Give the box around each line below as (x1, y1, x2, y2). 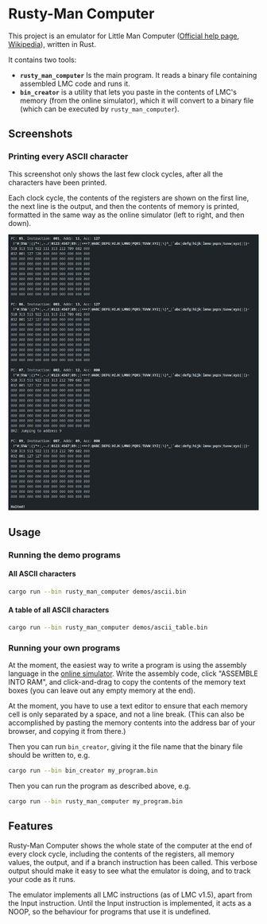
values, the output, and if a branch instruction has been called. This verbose (8, 857, 258, 867)
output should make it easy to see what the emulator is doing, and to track (8, 866, 251, 875)
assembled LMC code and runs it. (19, 79, 131, 88)
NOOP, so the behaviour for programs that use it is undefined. (8, 907, 211, 916)
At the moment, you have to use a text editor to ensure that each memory (8, 701, 248, 711)
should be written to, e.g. (8, 751, 91, 760)
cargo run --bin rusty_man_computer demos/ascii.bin (8, 588, 187, 596)
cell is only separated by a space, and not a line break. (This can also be (8, 709, 245, 720)
